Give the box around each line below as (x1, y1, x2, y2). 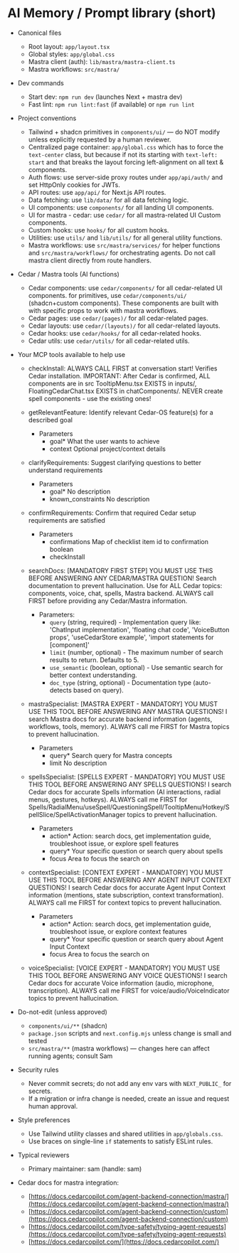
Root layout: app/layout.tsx (28, 42, 110, 50)
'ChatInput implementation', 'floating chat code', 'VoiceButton (49, 625, 230, 634)
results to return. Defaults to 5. (49, 656, 139, 664)
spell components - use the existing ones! (28, 394, 152, 402)
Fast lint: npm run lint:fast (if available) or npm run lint (28, 100, 195, 108)
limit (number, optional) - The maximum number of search (49, 648, 223, 656)
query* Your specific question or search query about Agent (49, 934, 224, 943)
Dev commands (17, 78, 64, 87)
